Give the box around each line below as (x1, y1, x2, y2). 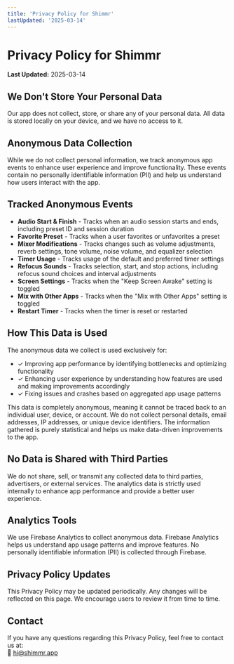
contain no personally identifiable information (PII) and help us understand (7, 171, 222, 179)
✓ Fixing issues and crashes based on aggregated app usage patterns (17, 389, 221, 398)
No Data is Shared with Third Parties (7, 453, 168, 465)
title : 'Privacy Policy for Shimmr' (7, 10, 114, 18)
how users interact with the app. (7, 178, 100, 187)
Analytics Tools (7, 514, 77, 526)
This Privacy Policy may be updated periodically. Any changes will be (7, 587, 207, 596)
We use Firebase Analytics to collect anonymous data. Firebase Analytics (7, 533, 219, 542)
